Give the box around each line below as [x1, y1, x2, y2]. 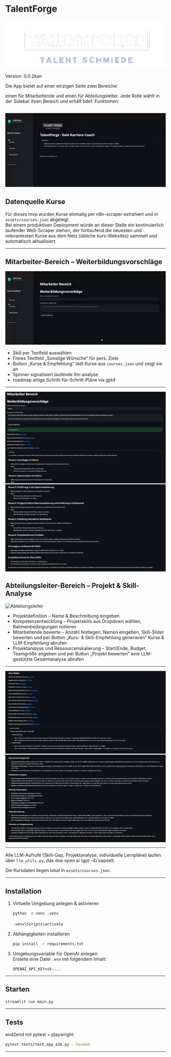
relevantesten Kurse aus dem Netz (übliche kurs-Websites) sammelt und [5, 233, 157, 239]
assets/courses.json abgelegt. [5, 216, 70, 222]
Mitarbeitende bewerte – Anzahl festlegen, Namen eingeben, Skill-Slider [12, 629, 164, 635]
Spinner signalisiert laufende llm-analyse [12, 371, 98, 377]
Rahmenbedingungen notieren [12, 623, 76, 630]
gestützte [12, 656, 33, 662]
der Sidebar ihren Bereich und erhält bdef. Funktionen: [5, 98, 120, 104]
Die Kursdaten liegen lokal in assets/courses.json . [5, 867, 111, 873]
